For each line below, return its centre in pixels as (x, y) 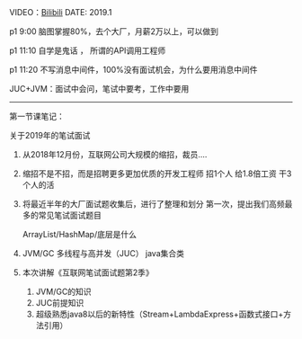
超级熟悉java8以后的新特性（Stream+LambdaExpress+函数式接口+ (160, 314)
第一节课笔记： (37, 116)
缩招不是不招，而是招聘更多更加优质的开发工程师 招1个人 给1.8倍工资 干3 (157, 174)
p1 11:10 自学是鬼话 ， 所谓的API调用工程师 (88, 50)
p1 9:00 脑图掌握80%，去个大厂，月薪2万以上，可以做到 (114, 31)
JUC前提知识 (60, 303)
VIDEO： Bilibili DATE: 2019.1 (61, 12)
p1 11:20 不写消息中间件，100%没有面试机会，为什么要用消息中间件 (133, 70)
